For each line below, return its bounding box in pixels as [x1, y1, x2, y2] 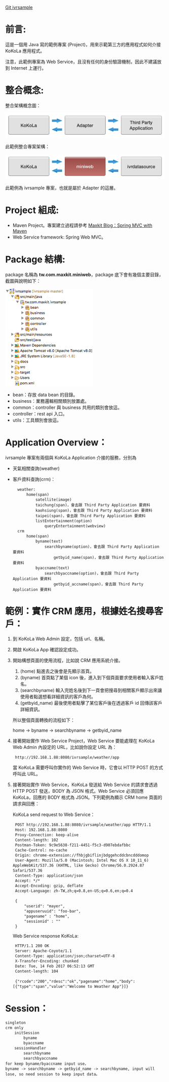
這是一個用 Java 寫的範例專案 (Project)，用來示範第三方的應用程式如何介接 [5, 41, 161, 47]
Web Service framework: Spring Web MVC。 [12, 234, 106, 240]
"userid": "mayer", [24, 904, 65, 909]
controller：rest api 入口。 [12, 410, 67, 416]
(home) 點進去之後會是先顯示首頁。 [20, 668, 95, 674]
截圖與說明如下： [5, 278, 41, 284]
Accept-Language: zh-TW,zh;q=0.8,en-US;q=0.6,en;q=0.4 [15, 888, 133, 894]
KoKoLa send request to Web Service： [12, 811, 95, 818]
